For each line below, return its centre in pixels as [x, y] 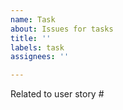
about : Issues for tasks [62, 29]
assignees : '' [40, 57]
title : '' [31, 38]
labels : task [37, 47]
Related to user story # [57, 94]
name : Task [33, 19]
